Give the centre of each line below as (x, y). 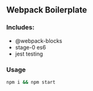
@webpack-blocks (39, 41)
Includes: (20, 27)
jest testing (29, 54)
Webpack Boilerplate (47, 10)
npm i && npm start (31, 82)
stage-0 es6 (30, 47)
